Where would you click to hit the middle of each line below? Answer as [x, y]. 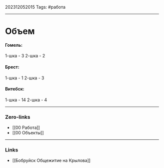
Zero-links [18, 117]
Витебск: [15, 89]
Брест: [12, 67]
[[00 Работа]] [26, 128]
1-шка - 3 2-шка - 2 [25, 56]
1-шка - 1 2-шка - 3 [25, 78]
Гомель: [14, 45]
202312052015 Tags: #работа [35, 7]
